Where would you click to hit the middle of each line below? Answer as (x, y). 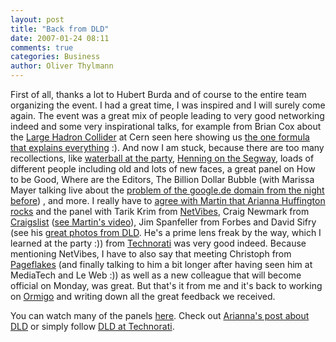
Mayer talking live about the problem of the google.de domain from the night (167, 190)
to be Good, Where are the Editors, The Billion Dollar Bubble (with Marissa (162, 179)
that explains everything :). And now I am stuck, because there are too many (167, 147)
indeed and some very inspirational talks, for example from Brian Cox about (166, 126)
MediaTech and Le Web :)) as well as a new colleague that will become (156, 275)
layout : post (37, 19)
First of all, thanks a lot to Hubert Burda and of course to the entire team (158, 94)
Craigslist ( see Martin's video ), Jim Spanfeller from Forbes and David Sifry (163, 222)
